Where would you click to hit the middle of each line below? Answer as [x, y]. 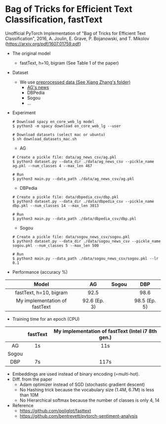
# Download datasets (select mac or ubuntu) [59, 134]
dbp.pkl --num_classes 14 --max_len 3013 [55, 206]
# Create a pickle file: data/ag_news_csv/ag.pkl [64, 157]
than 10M [29, 395]
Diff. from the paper [32, 379]
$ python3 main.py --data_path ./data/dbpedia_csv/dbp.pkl [74, 218]
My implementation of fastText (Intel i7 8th [105, 331]
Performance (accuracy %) [40, 272]
